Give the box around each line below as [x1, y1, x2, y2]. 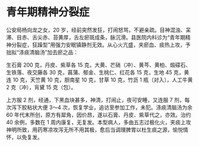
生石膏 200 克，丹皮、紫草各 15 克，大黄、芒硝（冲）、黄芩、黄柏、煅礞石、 [6, 61, 191, 69]
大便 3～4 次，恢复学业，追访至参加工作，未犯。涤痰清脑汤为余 [37, 104, 193, 111]
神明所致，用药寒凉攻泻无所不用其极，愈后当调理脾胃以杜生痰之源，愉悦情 [6, 126, 188, 133]
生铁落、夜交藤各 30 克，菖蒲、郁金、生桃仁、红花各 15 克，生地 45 [6, 69, 172, 76]
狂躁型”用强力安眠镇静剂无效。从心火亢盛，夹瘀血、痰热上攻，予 [31, 41, 191, 48]
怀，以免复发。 [6, 133, 43, 141]
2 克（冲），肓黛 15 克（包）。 [6, 83, 77, 91]
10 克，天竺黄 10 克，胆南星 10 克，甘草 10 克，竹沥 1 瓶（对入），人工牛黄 [12, 76, 193, 83]
